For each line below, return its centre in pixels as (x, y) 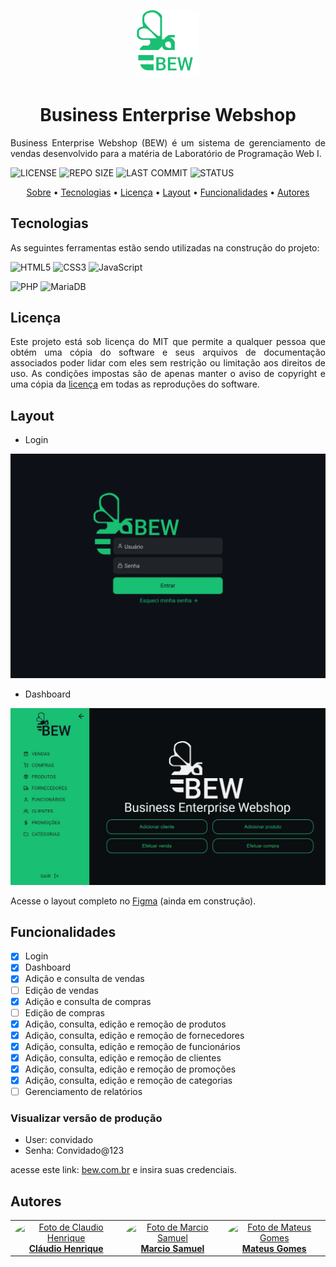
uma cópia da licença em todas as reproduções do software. (135, 384)
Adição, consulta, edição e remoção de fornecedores (134, 1035)
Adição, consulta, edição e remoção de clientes (123, 1057)
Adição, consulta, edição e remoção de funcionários (132, 1046)
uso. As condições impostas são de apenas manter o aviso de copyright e (168, 374)
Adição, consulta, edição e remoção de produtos (125, 1024)
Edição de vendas (62, 990)
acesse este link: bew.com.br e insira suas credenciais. (123, 1170)
